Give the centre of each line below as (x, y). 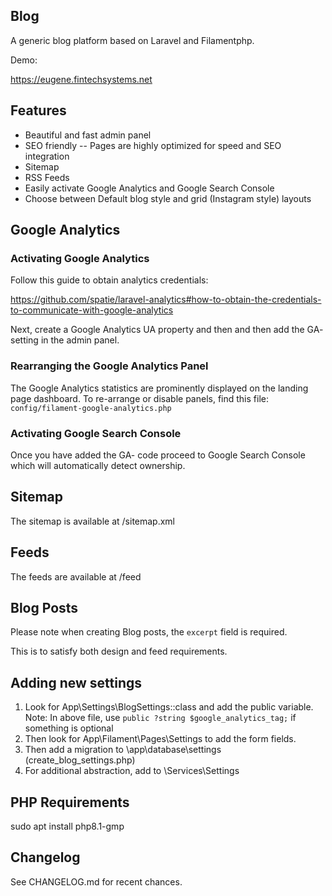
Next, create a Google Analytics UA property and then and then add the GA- (167, 330)
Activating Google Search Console (96, 433)
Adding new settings (76, 682)
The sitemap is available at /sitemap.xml (93, 521)
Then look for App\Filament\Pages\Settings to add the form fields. (160, 739)
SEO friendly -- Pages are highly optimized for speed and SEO (153, 145)
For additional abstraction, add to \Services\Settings (132, 771)
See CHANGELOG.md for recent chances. (96, 881)
